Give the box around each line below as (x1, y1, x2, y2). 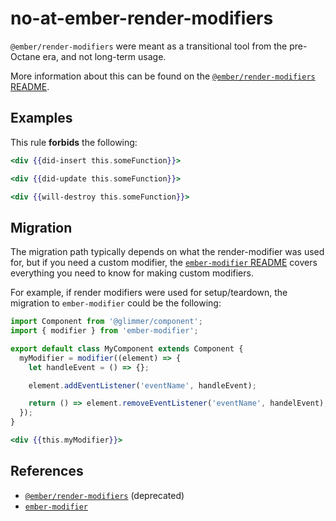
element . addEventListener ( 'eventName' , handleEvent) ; (28, 380, 257, 391)
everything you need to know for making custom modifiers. (10, 267, 254, 279)
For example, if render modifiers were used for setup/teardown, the (10, 287, 288, 299)
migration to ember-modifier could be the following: (10, 297, 222, 309)
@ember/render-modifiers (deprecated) (24, 489, 185, 501)
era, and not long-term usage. (42, 50, 167, 62)
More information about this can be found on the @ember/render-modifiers (10, 70, 316, 82)
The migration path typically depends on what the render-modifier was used (10, 246, 325, 258)
